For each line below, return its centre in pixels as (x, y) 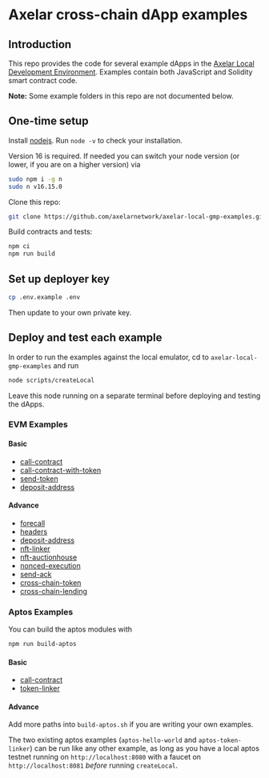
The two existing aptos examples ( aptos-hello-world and (102, 740)
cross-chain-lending (54, 591)
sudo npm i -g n (35, 179)
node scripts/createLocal (51, 380)
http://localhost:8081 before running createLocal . (93, 765)
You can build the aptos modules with (70, 629)
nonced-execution (50, 565)
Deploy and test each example (85, 338)
